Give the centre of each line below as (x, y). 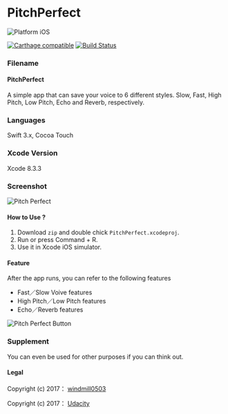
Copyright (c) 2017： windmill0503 (57, 388)
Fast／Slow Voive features (55, 292)
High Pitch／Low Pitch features (61, 301)
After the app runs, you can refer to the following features (89, 279)
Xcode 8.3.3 (24, 168)
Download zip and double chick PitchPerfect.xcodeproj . (98, 232)
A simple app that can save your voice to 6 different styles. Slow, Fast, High (115, 95)
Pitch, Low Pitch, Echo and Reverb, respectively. (76, 102)
